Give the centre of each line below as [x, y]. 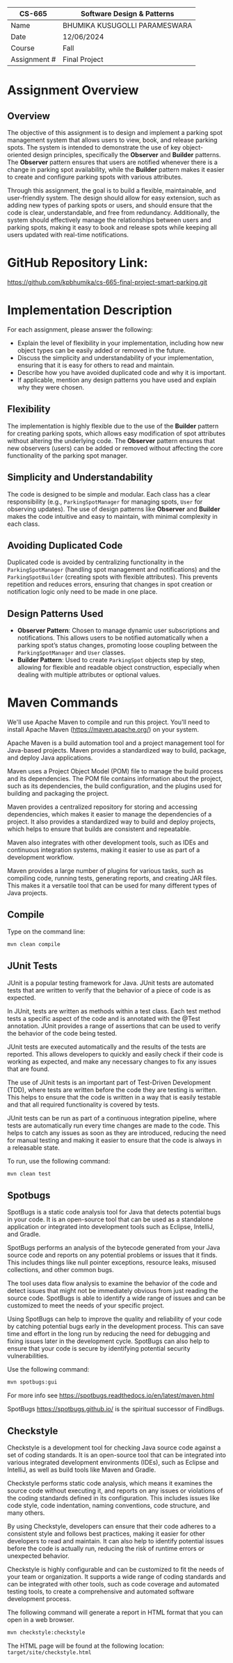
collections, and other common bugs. [61, 1270]
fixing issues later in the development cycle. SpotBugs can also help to [109, 1341]
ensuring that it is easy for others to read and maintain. [96, 365]
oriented [19, 155]
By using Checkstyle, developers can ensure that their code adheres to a [112, 1526]
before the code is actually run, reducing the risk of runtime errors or [106, 1548]
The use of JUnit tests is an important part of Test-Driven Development [109, 1082]
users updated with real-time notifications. [68, 235]
